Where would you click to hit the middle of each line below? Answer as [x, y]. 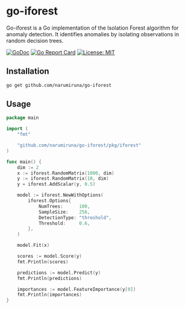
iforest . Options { [49, 201]
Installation [28, 72]
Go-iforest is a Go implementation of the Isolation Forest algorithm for [92, 28]
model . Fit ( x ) [33, 246]
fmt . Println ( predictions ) [50, 278]
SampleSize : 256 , [64, 212]
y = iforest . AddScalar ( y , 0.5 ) [56, 184]
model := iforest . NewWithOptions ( [60, 195]
